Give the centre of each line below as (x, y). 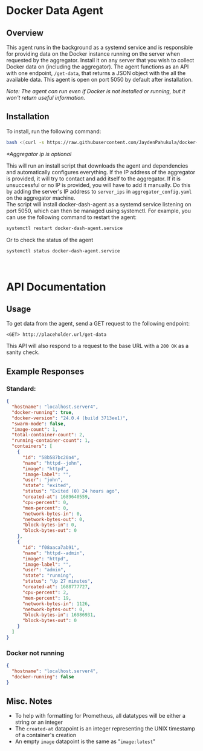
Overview (25, 33)
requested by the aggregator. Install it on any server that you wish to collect (100, 60)
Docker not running (35, 653)
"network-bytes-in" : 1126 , (56, 604)
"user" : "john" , (43, 480)
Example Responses (45, 371)
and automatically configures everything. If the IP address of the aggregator (101, 172)
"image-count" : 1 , (35, 429)
